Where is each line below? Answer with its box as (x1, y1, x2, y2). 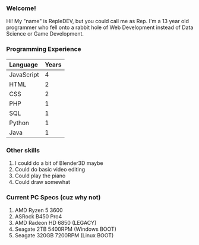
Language (9, 61, 39, 69)
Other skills (6, 146, 40, 154)
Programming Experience (6, 45, 81, 53)
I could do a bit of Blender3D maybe (14, 159, 104, 167)
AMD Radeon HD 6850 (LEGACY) (14, 219, 97, 227)
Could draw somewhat (14, 178, 70, 185)
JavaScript (9, 70, 40, 78)
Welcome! (6, 4, 37, 12)
